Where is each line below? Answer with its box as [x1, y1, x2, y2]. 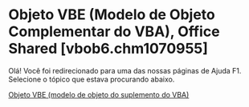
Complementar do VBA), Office [8, 22, 220, 41]
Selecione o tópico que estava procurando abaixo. [8, 74, 175, 84]
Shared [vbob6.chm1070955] [8, 40, 209, 57]
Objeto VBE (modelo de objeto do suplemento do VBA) [8, 89, 190, 99]
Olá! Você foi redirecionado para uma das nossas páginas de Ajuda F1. [8, 65, 242, 75]
